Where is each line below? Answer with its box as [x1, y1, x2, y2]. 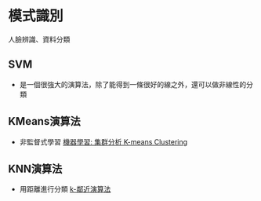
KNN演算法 [8, 162, 63, 175]
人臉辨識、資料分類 [8, 35, 71, 44]
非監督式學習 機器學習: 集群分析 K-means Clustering [19, 137, 188, 146]
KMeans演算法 [8, 115, 81, 128]
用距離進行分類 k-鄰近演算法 [19, 185, 111, 194]
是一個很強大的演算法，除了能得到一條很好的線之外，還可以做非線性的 [19, 79, 247, 89]
